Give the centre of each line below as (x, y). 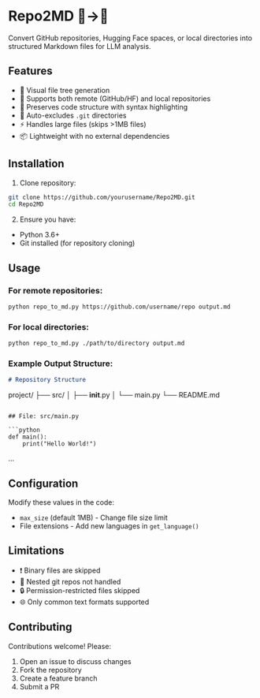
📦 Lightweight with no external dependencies (95, 136)
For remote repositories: (56, 290)
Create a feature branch (58, 678)
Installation (36, 164)
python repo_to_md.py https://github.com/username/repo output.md (119, 307)
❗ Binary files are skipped (60, 570)
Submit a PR (39, 686)
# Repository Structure (47, 380)
